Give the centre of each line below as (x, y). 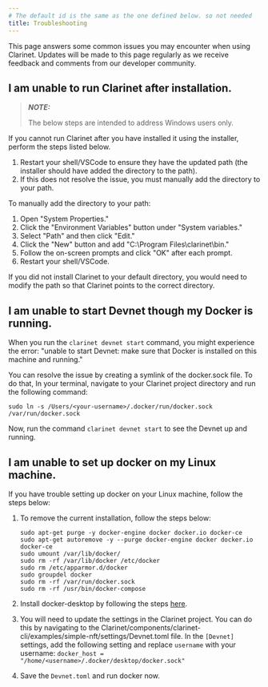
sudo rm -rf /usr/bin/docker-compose (83, 589)
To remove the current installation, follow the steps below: (115, 518)
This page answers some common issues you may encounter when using (129, 46)
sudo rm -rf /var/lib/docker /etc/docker (90, 560)
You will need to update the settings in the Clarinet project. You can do (136, 619)
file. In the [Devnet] (202, 636)
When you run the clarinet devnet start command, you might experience (132, 343)
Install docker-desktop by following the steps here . (104, 603)
